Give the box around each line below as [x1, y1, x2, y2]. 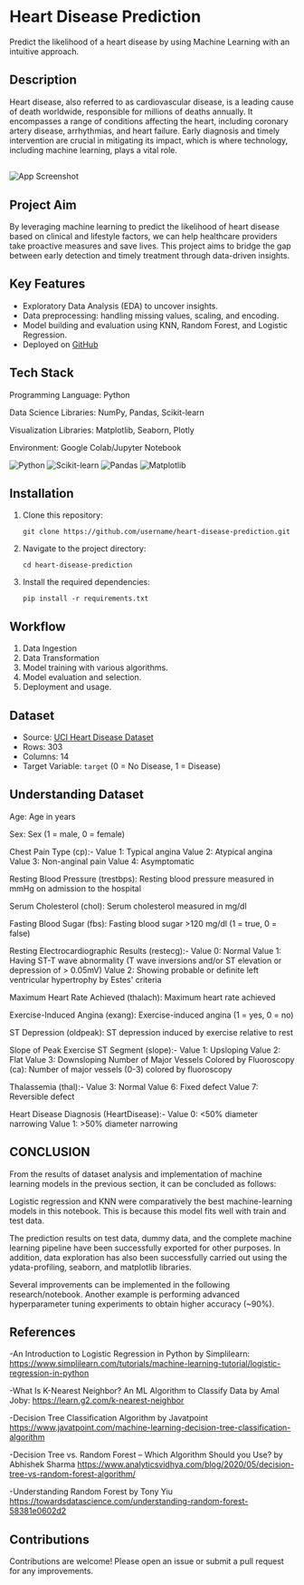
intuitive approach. [9, 45, 80, 56]
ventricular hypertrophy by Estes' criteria [9, 974, 162, 985]
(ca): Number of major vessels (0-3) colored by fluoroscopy [9, 1064, 233, 1074]
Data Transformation [22, 653, 100, 664]
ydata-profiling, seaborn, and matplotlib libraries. [9, 1261, 192, 1272]
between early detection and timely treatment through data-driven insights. [9, 249, 290, 260]
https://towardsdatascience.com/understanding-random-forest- [9, 1496, 249, 1507]
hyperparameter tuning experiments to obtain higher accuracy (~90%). [9, 1298, 275, 1309]
